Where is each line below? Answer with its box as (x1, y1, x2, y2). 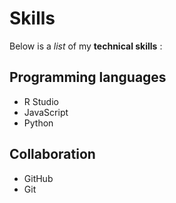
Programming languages (9, 69, 167, 86)
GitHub (23, 172, 54, 184)
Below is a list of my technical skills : (9, 40, 163, 52)
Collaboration (9, 146, 96, 163)
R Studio (23, 95, 59, 107)
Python (23, 117, 54, 129)
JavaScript (23, 106, 69, 118)
